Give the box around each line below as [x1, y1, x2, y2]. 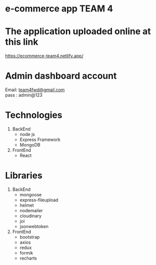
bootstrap [19, 234, 40, 240]
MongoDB [19, 142, 41, 147]
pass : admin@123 [5, 92, 43, 98]
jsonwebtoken [19, 223, 49, 229]
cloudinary [19, 213, 42, 219]
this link [5, 36, 39, 48]
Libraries [5, 170, 43, 181]
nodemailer [19, 207, 43, 213]
